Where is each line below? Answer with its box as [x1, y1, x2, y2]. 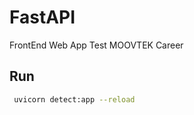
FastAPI [9, 6, 76, 29]
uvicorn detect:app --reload [13, 94, 136, 105]
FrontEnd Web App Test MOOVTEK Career [9, 39, 184, 51]
